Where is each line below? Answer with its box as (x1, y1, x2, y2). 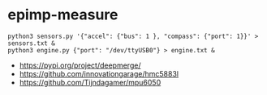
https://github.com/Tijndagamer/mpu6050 (19, 77, 161, 87)
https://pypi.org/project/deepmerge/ (19, 60, 141, 70)
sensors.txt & (7, 39, 56, 47)
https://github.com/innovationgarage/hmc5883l (19, 68, 179, 78)
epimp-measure (7, 6, 118, 24)
